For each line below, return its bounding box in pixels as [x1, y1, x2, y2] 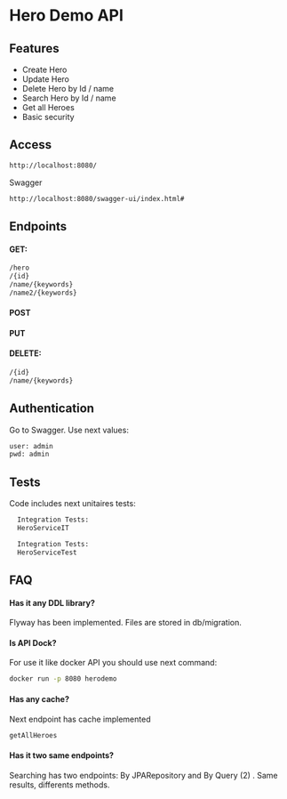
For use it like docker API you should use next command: [9, 658, 218, 668]
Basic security [21, 112, 75, 122]
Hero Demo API [9, 5, 124, 26]
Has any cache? [9, 693, 69, 704]
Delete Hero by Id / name [21, 84, 115, 93]
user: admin [9, 441, 53, 450]
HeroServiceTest [17, 548, 77, 557]
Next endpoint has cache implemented [9, 714, 151, 724]
